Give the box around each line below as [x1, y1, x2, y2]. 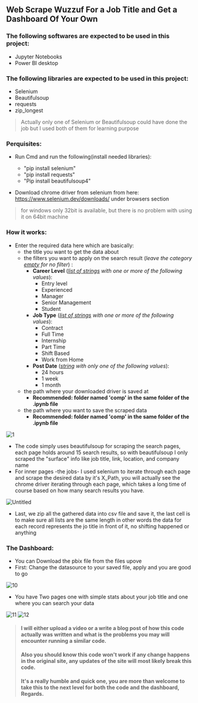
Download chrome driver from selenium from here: [14, 189, 140, 196]
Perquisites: [6, 140, 42, 148]
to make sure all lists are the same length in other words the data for [14, 516, 182, 523]
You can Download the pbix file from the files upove [14, 557, 142, 565]
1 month [41, 381, 61, 388]
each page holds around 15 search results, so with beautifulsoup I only [14, 449, 188, 456]
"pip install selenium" [23, 165, 76, 172]
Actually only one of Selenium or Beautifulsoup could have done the [20, 118, 188, 125]
